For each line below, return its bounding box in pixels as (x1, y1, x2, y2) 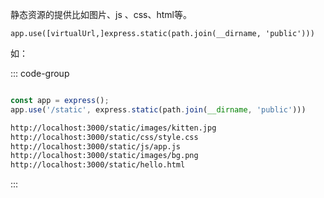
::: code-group (10, 68, 70, 79)
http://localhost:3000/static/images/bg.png (10, 151, 199, 161)
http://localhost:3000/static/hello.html (10, 160, 186, 170)
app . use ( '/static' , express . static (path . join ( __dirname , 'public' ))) (10, 104, 307, 115)
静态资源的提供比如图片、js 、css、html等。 (10, 9, 193, 20)
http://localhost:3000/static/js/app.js (10, 141, 182, 152)
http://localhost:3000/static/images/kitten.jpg (10, 123, 217, 133)
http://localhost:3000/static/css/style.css (10, 132, 199, 142)
